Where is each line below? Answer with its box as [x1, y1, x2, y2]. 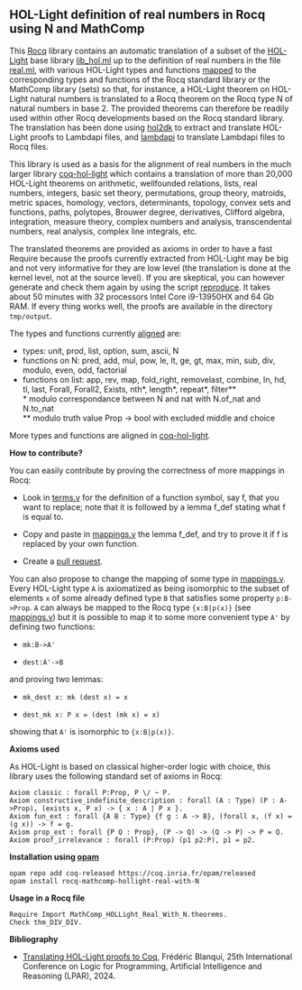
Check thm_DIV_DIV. [9, 918, 83, 927]
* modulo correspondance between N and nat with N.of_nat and [22, 393, 261, 404]
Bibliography [9, 933, 59, 944]
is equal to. [22, 511, 64, 522]
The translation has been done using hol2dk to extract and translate [9, 122, 261, 133]
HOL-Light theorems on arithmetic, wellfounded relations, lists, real [9, 178, 258, 189]
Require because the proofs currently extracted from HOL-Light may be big [9, 253, 288, 264]
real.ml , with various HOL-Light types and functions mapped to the [9, 64, 257, 75]
